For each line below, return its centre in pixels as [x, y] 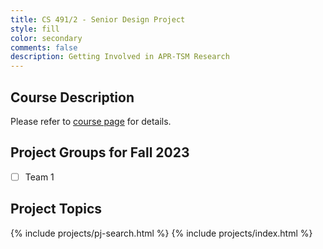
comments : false [44, 47]
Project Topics [56, 209]
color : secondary [46, 38]
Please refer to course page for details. [91, 121]
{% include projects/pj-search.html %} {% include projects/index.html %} [161, 233]
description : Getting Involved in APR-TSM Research [120, 57]
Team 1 [39, 177]
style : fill [35, 29]
